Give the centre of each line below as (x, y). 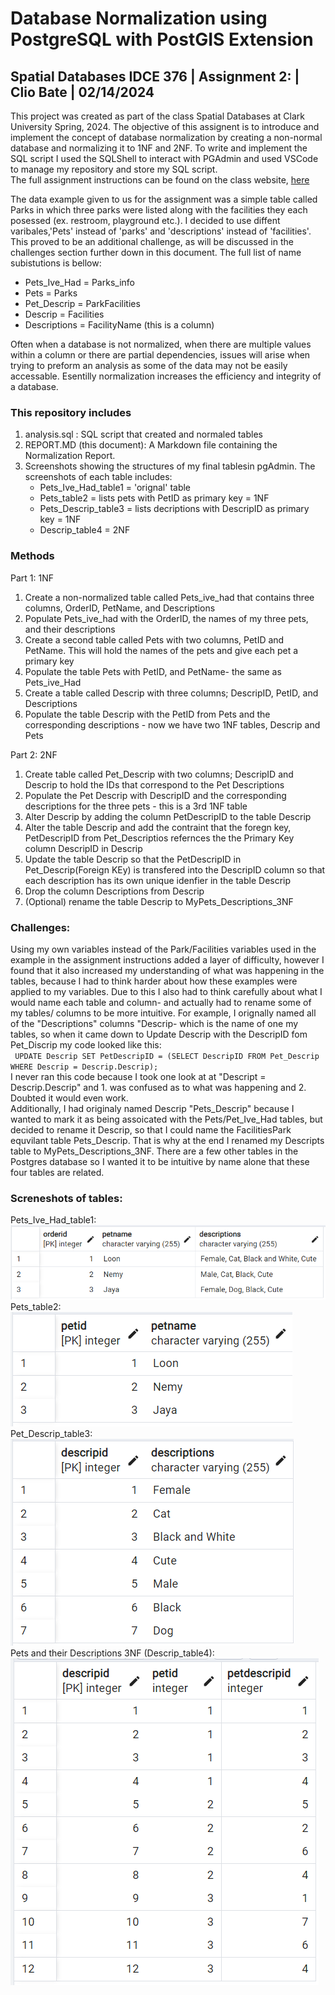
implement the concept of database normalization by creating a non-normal (166, 137)
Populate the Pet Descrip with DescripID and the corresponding (155, 795)
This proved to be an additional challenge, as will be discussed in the (152, 241)
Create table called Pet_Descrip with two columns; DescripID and (159, 774)
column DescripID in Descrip (83, 848)
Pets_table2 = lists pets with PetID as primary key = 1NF (154, 498)
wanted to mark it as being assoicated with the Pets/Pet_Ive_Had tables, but (166, 1119)
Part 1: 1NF (32, 578)
